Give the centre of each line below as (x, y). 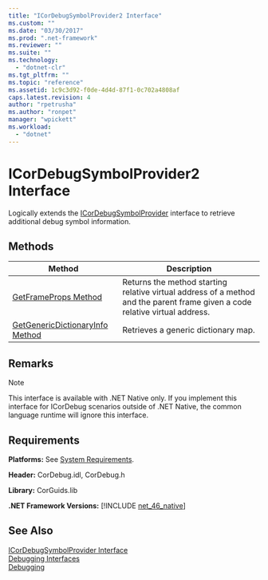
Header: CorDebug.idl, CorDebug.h (67, 475)
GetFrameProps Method (57, 298)
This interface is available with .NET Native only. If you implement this (123, 398)
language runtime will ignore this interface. (79, 415)
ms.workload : (30, 127)
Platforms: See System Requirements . (71, 459)
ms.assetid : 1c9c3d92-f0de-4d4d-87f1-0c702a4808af (94, 90)
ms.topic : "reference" (46, 82)
